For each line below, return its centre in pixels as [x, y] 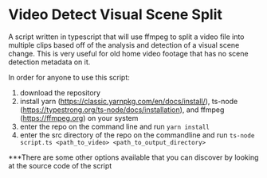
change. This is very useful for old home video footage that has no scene [128, 53]
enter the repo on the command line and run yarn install [114, 126]
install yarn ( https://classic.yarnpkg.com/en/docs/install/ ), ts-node [129, 101]
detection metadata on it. [49, 62]
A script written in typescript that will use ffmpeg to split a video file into [126, 37]
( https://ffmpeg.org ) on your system [79, 118]
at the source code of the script [60, 165]
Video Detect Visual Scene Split [116, 15]
